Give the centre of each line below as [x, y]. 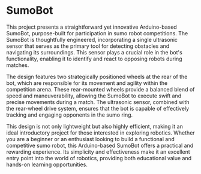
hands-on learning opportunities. [47, 164]
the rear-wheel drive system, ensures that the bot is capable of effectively [98, 108]
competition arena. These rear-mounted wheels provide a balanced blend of [100, 89]
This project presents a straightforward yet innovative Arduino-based [91, 27]
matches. [18, 65]
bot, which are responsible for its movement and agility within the [87, 83]
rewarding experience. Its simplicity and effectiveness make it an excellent [98, 152]
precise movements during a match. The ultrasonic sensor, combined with [98, 102]
